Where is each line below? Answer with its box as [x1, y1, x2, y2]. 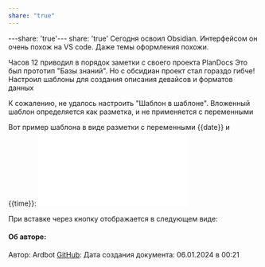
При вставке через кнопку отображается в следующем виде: [8, 214, 218, 223]
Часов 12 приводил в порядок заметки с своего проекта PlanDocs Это [8, 57, 248, 67]
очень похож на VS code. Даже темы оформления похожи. [8, 41, 209, 52]
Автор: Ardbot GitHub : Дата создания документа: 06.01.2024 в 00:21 [8, 249, 240, 259]
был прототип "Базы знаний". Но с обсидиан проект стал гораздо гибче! [8, 65, 255, 76]
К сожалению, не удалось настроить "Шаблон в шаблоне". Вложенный [8, 98, 251, 108]
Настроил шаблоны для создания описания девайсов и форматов [8, 74, 233, 84]
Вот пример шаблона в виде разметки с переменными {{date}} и [8, 122, 231, 132]
